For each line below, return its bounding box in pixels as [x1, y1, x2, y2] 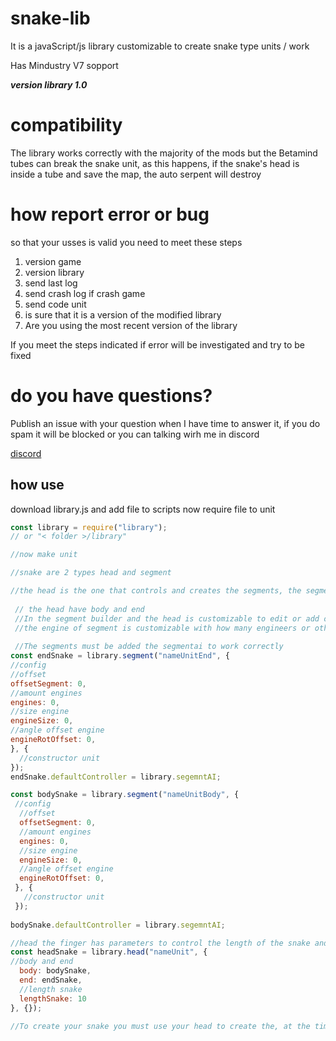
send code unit [24, 298, 87, 310]
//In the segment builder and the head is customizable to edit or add [14, 613, 320, 624]
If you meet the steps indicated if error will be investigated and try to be [10, 338, 305, 351]
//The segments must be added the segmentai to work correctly [14, 642, 284, 652]
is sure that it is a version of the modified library [24, 308, 222, 321]
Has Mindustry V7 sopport [10, 59, 119, 71]
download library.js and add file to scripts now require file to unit [10, 503, 276, 515]
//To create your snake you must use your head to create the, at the [10, 1021, 311, 1031]
